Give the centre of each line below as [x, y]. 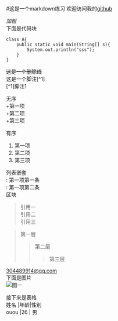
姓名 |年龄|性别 [24, 305]
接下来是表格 [21, 297]
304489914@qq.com [31, 271]
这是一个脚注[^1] [26, 79]
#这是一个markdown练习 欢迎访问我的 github [59, 8]
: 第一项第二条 [23, 187]
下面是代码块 [21, 28]
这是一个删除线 [24, 71]
